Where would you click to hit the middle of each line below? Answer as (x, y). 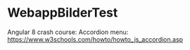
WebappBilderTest (63, 13)
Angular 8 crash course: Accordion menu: (68, 32)
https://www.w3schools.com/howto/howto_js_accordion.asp (95, 39)
